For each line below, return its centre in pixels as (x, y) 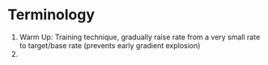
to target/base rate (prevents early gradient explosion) (110, 45)
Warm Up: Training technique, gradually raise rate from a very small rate (140, 37)
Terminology (51, 15)
